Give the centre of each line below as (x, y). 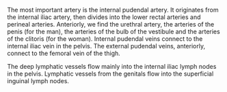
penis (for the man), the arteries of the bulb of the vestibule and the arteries (113, 31)
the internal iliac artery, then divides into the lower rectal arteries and (104, 17)
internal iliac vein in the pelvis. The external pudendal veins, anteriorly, (106, 46)
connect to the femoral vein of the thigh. (64, 53)
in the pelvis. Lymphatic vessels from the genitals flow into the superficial (110, 74)
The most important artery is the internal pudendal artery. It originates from (113, 10)
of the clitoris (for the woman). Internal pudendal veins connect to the (105, 39)
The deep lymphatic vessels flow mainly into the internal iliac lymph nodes (112, 66)
